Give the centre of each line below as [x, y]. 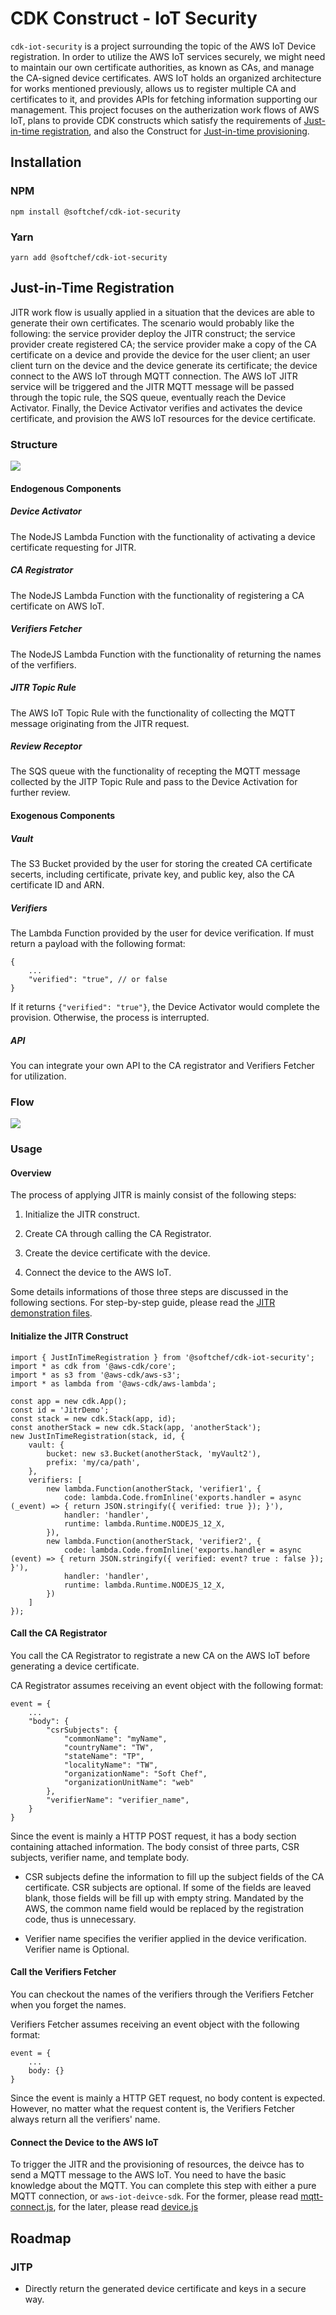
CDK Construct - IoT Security [134, 18]
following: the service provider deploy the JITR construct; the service [153, 333]
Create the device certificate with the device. [117, 1253]
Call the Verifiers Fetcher [63, 1972]
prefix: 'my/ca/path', [93, 1462]
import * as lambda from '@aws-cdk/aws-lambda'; [113, 1383]
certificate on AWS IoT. [57, 606]
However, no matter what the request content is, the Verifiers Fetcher [153, 2108]
